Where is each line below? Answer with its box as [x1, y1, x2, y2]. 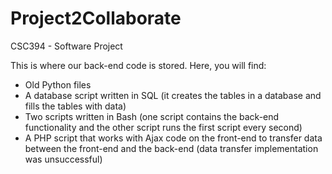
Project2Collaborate [10, 7, 182, 30]
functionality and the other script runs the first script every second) [24, 121, 303, 133]
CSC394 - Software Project [10, 40, 123, 52]
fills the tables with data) [24, 100, 127, 112]
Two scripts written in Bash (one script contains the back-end [24, 110, 280, 122]
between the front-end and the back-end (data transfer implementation [24, 142, 319, 154]
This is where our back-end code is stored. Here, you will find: [10, 59, 267, 71]
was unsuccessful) [24, 153, 103, 165]
